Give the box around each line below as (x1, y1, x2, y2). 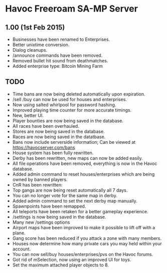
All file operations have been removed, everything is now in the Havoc (12, 160, 157, 166)
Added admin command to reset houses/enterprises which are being (12, 171, 155, 177)
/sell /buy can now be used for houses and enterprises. (12, 96, 127, 102)
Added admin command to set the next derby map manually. (12, 198, 138, 204)
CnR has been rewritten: (12, 181, 63, 188)
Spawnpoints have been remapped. (12, 203, 86, 209)
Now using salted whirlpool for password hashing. (12, 102, 116, 108)
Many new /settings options (12, 219, 70, 225)
